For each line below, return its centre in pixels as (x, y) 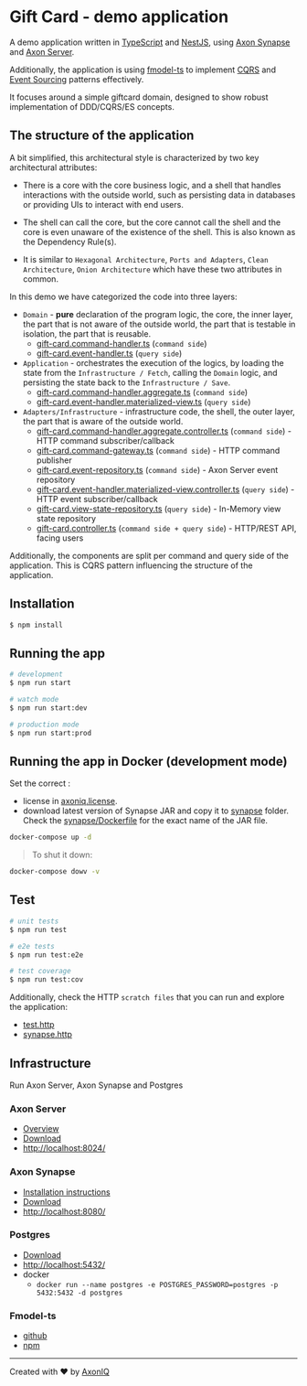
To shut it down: (62, 855)
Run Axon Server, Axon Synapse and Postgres (96, 1085)
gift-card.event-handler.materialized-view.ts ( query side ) (143, 402)
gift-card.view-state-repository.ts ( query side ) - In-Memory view (159, 509)
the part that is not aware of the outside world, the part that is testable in (159, 324)
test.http (38, 1025)
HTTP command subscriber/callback (106, 440)
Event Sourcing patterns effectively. (77, 79)
